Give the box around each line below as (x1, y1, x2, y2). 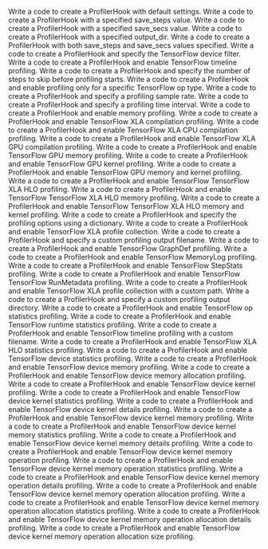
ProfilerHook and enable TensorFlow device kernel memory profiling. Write (8, 414, 254, 422)
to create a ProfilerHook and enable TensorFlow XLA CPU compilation (8, 125, 238, 135)
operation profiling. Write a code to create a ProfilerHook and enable (8, 456, 234, 465)
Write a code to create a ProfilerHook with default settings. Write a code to (8, 7, 254, 16)
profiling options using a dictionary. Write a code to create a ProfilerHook (8, 218, 249, 228)
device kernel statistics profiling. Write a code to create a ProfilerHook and (8, 396, 254, 406)
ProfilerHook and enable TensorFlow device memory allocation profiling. (8, 371, 246, 380)
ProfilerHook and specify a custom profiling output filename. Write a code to (8, 235, 259, 245)
